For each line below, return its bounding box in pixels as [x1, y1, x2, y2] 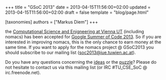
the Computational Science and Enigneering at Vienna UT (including [5, 29, 145, 34]
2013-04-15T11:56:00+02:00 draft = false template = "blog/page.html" [5, 9, 149, 15]
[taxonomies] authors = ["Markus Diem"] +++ [5, 19, 98, 25]
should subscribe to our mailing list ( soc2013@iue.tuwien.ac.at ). [5, 49, 136, 55]
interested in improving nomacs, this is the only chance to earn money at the [5, 39, 162, 45]
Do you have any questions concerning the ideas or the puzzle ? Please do [5, 59, 157, 65]
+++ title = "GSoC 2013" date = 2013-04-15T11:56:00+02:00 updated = [5, 4, 151, 10]
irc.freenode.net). [5, 70, 41, 76]
